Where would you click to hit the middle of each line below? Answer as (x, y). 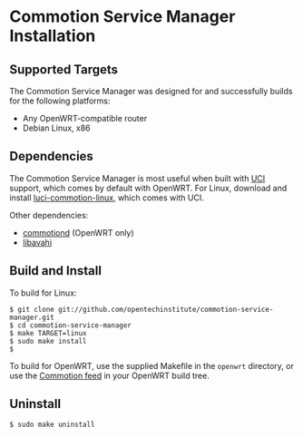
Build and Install (56, 271)
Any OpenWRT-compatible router (85, 118)
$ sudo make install (49, 341)
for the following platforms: (60, 101)
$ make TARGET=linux (49, 333)
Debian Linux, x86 (56, 128)
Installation (53, 36)
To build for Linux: (43, 293)
